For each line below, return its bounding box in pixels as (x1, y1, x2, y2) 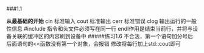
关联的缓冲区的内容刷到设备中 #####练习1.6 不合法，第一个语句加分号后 (11, 33, 194, 40)
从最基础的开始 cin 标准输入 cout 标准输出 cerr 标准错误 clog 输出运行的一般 (6, 17, 197, 25)
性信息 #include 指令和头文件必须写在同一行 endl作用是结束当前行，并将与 (6, 25, 193, 32)
